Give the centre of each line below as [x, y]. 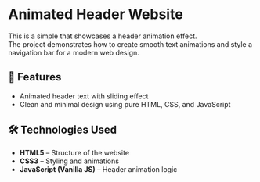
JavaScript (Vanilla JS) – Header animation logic [98, 169]
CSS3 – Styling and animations [69, 161]
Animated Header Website [96, 14]
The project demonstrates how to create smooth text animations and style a [130, 44]
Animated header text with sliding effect [84, 96]
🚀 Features [35, 77]
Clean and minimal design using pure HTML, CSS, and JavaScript [125, 104]
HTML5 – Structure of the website [74, 152]
